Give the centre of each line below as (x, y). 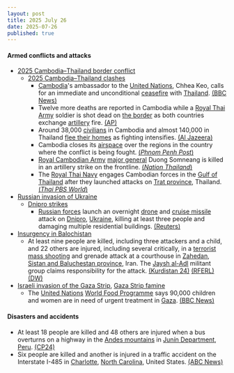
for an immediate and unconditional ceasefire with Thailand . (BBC (132, 93)
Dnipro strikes (48, 204)
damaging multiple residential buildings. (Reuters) (109, 227)
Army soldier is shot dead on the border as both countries (121, 115)
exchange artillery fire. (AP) (77, 123)
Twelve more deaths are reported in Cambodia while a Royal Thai (132, 108)
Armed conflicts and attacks (49, 55)
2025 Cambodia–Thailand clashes (76, 78)
